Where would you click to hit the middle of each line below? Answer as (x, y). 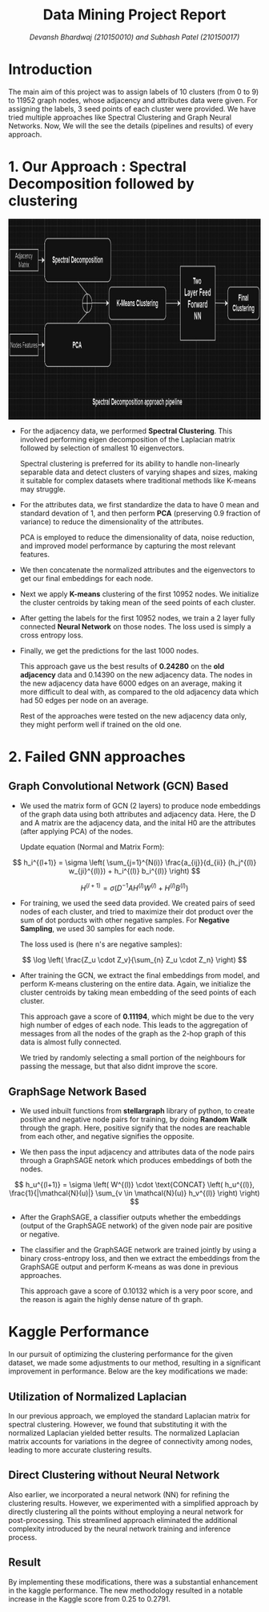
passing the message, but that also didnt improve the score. (119, 1066)
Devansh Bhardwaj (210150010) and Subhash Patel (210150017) (134, 37)
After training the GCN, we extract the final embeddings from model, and (140, 975)
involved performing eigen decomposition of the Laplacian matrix (128, 439)
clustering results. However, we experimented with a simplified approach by (133, 1503)
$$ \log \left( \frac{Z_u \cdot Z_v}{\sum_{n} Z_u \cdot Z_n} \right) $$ (134, 960)
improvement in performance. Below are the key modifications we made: (128, 1371)
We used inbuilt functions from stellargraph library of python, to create (137, 1111)
